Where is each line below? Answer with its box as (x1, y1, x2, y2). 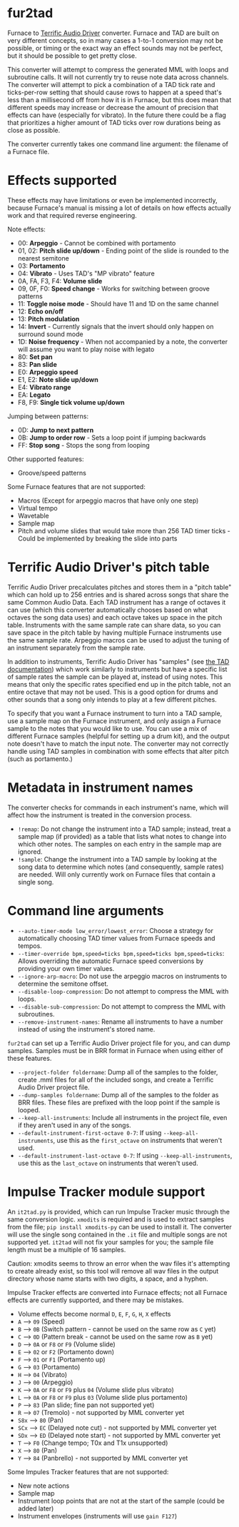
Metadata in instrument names (7, 780, 194, 795)
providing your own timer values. (17, 964, 115, 972)
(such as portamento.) (7, 755, 73, 763)
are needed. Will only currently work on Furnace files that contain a (17, 870, 216, 879)
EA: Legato (17, 390, 51, 399)
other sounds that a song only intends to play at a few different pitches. (7, 695, 218, 704)
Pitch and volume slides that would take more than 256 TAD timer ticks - (17, 526, 230, 535)
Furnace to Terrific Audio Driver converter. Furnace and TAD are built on (7, 29, 220, 37)
